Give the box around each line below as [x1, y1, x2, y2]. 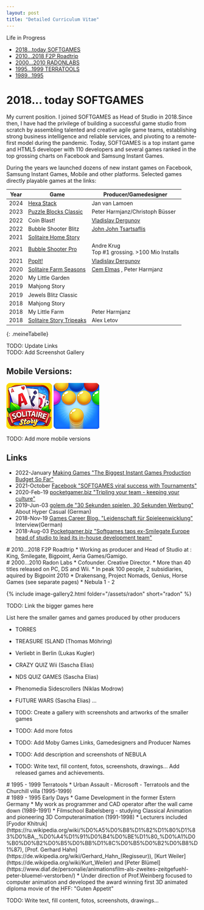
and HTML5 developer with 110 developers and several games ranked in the [6, 146, 197, 153]
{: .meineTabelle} [6, 330, 49, 338]
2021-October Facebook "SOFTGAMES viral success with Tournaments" [15, 482, 197, 489]
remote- [176, 133, 197, 140]
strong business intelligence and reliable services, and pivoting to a [6, 133, 175, 140]
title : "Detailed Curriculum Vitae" [6, 16, 99, 23]
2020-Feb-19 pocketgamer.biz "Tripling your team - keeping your [15, 488, 180, 495]
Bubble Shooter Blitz [28, 225, 80, 232]
